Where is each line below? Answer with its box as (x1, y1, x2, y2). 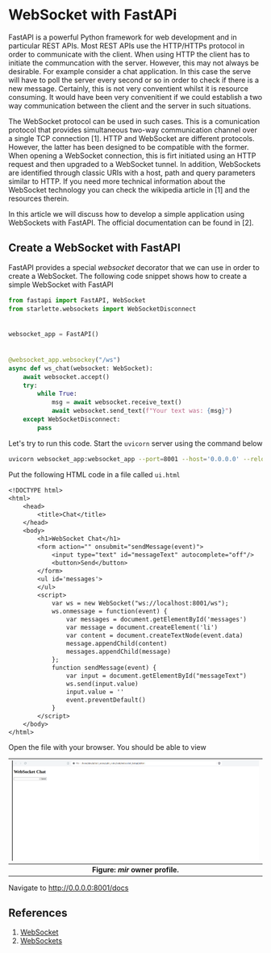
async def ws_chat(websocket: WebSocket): (8, 364, 153, 372)
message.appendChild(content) (65, 639, 168, 647)
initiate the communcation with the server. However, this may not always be (8, 58, 260, 68)
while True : (37, 389, 78, 398)
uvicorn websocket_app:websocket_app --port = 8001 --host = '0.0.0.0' (8, 455, 240, 463)
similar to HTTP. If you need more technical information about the (8, 176, 226, 186)
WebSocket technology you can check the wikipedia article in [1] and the (8, 185, 250, 194)
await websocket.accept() (23, 372, 110, 381)
